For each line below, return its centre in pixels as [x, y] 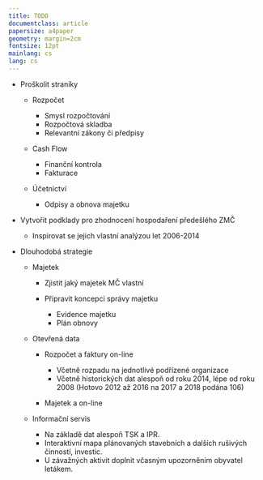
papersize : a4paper [41, 31]
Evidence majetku [86, 314]
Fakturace [61, 173]
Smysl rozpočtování [77, 115]
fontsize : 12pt [34, 46]
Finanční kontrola [73, 164]
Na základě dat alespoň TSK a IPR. [102, 434]
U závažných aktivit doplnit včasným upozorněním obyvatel [143, 460]
